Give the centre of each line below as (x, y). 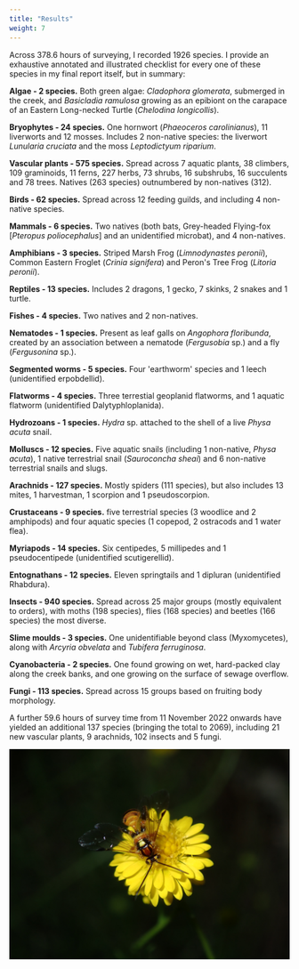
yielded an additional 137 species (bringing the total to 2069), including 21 (145, 727)
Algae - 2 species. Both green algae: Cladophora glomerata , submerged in (147, 91)
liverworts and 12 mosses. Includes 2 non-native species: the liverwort (138, 136)
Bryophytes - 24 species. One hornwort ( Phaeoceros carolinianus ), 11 (139, 127)
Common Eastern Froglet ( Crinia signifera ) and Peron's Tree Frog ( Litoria (143, 262)
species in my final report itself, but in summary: (97, 73)
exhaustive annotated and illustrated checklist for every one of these (135, 64)
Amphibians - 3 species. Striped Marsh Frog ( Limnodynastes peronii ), (139, 253)
